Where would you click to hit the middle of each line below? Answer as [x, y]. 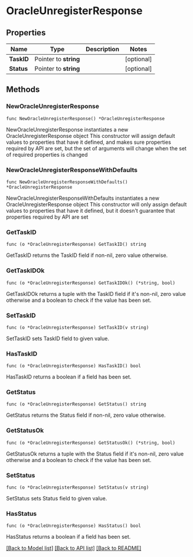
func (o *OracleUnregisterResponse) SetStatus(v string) [78, 487]
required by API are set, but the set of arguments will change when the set [97, 148]
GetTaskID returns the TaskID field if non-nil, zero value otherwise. [87, 255]
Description [102, 49]
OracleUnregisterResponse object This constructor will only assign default [97, 204]
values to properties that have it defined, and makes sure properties [89, 142]
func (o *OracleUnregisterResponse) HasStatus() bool [74, 526]
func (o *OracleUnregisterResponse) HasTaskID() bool [74, 366]
